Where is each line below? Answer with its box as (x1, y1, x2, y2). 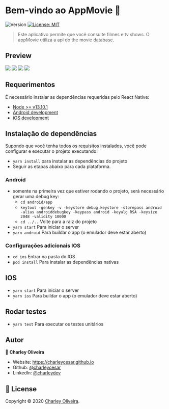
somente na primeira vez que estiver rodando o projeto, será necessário (12, 188, 164, 194)
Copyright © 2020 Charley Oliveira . (5, 398, 80, 404)
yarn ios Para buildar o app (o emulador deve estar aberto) (12, 292, 137, 298)
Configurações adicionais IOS (5, 242, 80, 249)
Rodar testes (5, 308, 47, 316)
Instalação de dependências (5, 129, 97, 138)
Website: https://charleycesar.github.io (12, 359, 94, 365)
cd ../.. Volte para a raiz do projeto (20, 219, 97, 225)
